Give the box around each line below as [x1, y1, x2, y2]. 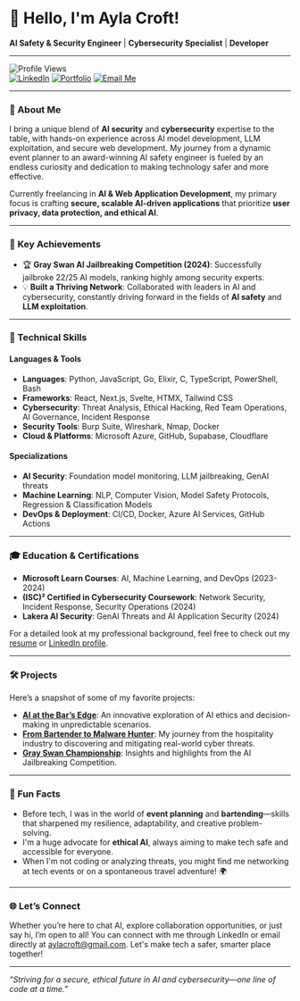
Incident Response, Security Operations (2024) [21, 602, 196, 613]
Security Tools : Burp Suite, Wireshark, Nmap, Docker [21, 421, 221, 431]
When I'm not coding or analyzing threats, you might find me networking [21, 855, 289, 866]
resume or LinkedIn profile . [9, 638, 109, 648]
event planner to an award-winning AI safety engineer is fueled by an [9, 152, 263, 163]
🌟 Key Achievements [9, 238, 101, 251]
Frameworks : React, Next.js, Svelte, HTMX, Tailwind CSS [21, 392, 234, 403]
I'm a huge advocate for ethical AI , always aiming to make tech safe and [21, 837, 288, 847]
